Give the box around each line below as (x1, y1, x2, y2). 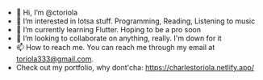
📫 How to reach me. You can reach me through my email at (15, 43, 215, 52)
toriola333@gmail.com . (15, 54, 94, 64)
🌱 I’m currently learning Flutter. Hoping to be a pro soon (15, 25, 202, 34)
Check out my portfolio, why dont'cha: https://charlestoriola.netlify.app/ (15, 63, 255, 72)
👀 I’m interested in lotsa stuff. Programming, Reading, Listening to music (15, 16, 256, 26)
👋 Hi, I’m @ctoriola (15, 8, 78, 17)
